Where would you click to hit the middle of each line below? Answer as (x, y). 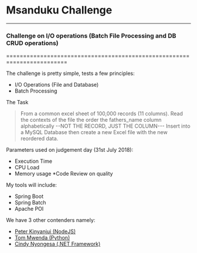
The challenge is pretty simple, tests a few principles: (70, 73)
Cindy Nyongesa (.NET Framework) (57, 244)
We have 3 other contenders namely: (51, 220)
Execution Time (33, 161)
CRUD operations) (32, 43)
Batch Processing (36, 91)
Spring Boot (29, 196)
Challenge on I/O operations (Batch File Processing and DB (91, 36)
